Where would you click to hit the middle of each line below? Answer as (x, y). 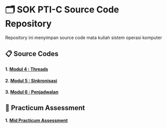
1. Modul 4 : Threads (27, 69)
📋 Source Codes (32, 54)
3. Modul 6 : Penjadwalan (32, 92)
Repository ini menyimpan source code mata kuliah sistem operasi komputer (83, 37)
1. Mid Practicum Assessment (37, 120)
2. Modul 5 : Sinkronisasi (31, 80)
